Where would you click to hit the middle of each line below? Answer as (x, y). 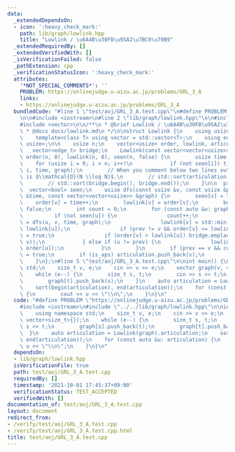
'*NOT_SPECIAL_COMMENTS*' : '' (64, 85)
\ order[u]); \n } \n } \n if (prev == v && (120, 248)
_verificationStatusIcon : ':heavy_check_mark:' (84, 72)
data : (15, 14)
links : (29, 99)
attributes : (31, 79)
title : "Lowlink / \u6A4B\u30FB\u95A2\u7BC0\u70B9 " (97, 40)
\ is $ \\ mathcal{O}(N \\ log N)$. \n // (87, 177)
